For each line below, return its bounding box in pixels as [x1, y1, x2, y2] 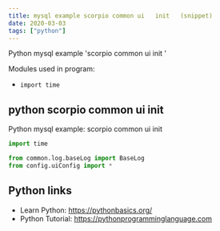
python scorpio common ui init [8, 103, 164, 116]
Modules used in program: [8, 64, 95, 74]
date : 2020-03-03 [8, 19, 66, 27]
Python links [8, 184, 72, 197]
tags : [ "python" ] [8, 26, 66, 34]
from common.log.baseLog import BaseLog [8, 154, 146, 163]
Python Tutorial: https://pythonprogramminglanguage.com [19, 213, 213, 223]
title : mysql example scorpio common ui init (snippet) [8, 11, 214, 20]
